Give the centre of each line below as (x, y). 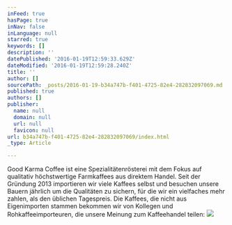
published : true (31, 91)
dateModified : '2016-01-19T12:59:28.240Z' (70, 65)
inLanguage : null (32, 33)
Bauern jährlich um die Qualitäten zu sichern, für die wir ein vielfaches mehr (116, 192)
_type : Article (29, 143)
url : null (28, 124)
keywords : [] (26, 46)
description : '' (31, 53)
